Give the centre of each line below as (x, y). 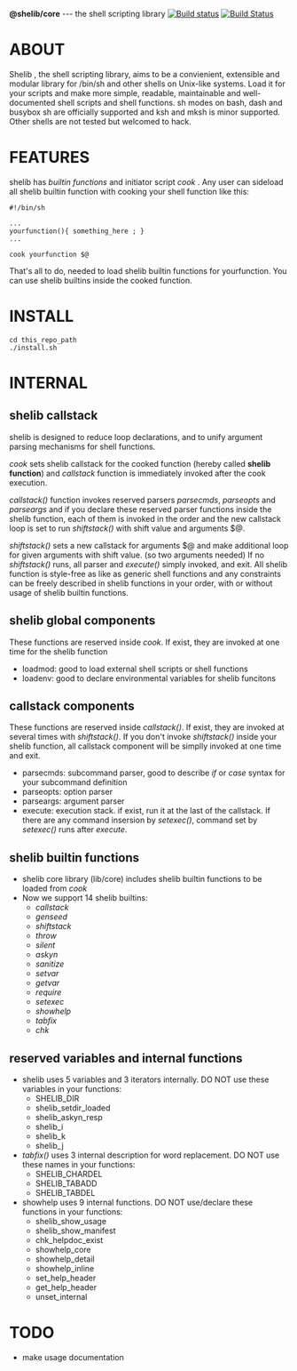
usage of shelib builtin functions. (69, 592)
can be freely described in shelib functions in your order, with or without (141, 583)
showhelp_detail (65, 1259)
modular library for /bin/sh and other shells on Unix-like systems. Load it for (147, 84)
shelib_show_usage (71, 1222)
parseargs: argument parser (73, 801)
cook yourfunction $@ (49, 254)
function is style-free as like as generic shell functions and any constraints (145, 573)
